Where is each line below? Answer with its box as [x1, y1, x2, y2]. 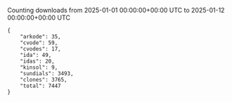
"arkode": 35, [20, 33, 61, 40]
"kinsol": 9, [20, 64, 58, 71]
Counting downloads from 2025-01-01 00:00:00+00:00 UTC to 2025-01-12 [7, 6, 225, 14]
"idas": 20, [20, 58, 55, 65]
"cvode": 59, [20, 39, 58, 46]
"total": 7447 [20, 82, 61, 89]
